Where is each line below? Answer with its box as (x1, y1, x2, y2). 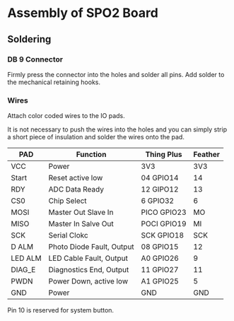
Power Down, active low (48, 276, 129, 286)
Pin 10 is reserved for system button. (7, 306, 115, 315)
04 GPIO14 (141, 173, 179, 183)
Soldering (7, 33, 52, 45)
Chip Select (48, 196, 87, 206)
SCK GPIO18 (141, 230, 185, 240)
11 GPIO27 (141, 265, 179, 275)
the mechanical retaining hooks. (7, 78, 101, 86)
